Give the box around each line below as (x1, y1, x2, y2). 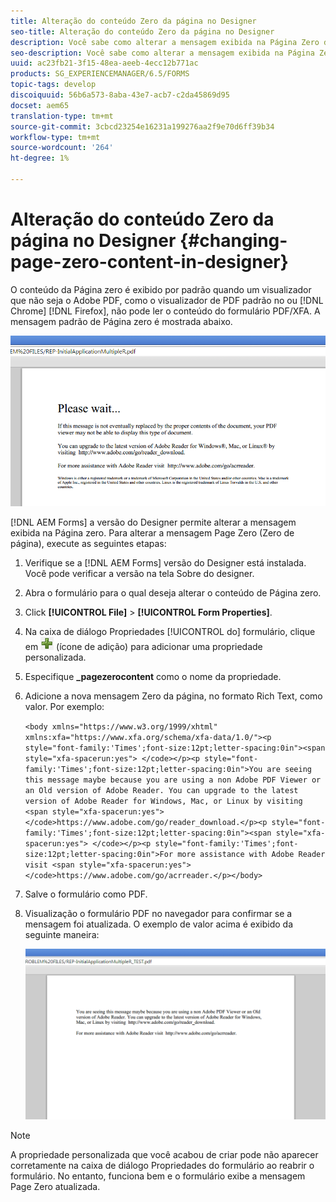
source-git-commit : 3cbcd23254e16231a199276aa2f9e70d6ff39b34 (10, 121, 275, 132)
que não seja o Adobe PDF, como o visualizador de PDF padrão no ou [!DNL (10, 294, 324, 306)
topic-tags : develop (10, 80, 97, 90)
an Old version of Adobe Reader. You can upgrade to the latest (24, 785, 299, 795)
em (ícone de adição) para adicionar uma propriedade (24, 640, 263, 652)
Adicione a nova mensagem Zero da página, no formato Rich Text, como (24, 690, 323, 702)
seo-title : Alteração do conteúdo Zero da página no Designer (10, 26, 275, 37)
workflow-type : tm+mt (10, 132, 101, 142)
